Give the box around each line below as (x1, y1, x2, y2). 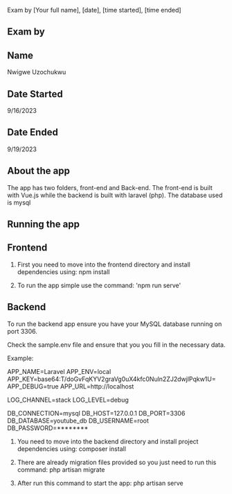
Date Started (7, 88, 64, 100)
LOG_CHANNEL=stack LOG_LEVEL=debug (7, 395, 130, 404)
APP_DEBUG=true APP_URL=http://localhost (7, 382, 134, 391)
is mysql (7, 198, 31, 207)
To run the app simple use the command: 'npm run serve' (17, 281, 181, 289)
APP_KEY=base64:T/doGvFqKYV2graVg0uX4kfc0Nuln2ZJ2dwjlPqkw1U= (7, 375, 216, 383)
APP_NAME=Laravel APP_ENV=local (7, 367, 111, 375)
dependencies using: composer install (17, 444, 127, 453)
